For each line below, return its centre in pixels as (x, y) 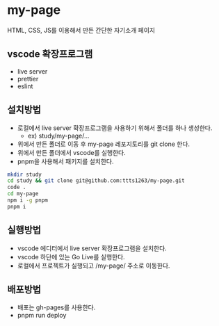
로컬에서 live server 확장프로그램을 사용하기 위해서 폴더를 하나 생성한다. (115, 128)
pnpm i (17, 206)
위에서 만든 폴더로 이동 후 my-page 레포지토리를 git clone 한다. (103, 144)
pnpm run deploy (42, 316)
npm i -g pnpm (28, 200)
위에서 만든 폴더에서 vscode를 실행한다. (72, 152)
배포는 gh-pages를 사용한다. (56, 307)
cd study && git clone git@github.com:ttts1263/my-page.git (96, 181)
